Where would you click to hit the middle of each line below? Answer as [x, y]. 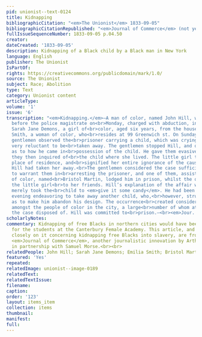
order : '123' [23, 297]
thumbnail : [20, 314]
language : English [29, 56]
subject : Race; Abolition [38, 85]
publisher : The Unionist [37, 62]
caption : [17, 291]
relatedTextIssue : [29, 280]
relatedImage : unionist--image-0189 [52, 269]
